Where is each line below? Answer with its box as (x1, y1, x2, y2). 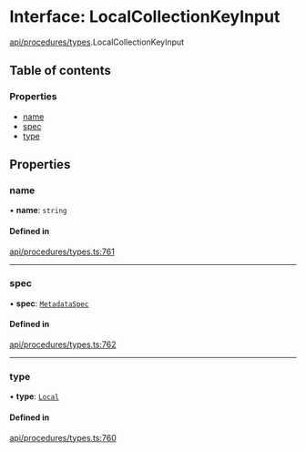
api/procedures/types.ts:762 (9, 339, 117, 350)
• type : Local (9, 391, 59, 402)
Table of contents (9, 63, 111, 78)
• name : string (9, 205, 67, 216)
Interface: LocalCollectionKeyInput (9, 6, 280, 27)
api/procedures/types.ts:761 (9, 246, 116, 257)
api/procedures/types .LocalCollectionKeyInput (9, 36, 185, 47)
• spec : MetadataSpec (9, 298, 89, 309)
